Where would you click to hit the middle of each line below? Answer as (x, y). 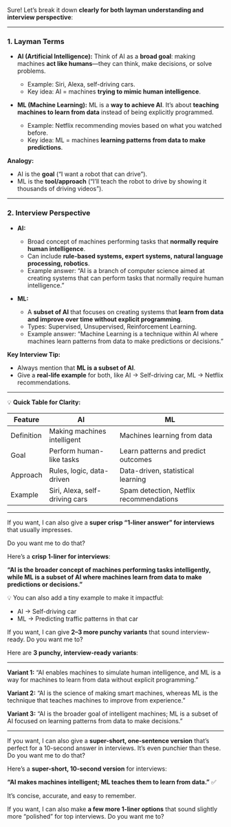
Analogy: (21, 161)
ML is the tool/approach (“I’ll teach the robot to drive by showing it (112, 181)
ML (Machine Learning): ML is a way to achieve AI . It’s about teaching (118, 105)
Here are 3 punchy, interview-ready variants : (73, 652)
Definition (26, 435)
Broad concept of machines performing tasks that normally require (123, 241)
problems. (31, 71)
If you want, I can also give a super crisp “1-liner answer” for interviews (111, 522)
